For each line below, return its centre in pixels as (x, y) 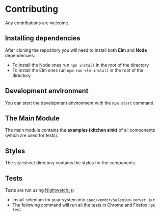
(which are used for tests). (32, 135)
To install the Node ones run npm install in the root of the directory (80, 65)
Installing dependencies (43, 38)
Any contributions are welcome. (37, 23)
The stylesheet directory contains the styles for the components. (71, 163)
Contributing (32, 9)
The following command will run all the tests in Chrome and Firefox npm (84, 205)
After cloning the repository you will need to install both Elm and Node (76, 50)
